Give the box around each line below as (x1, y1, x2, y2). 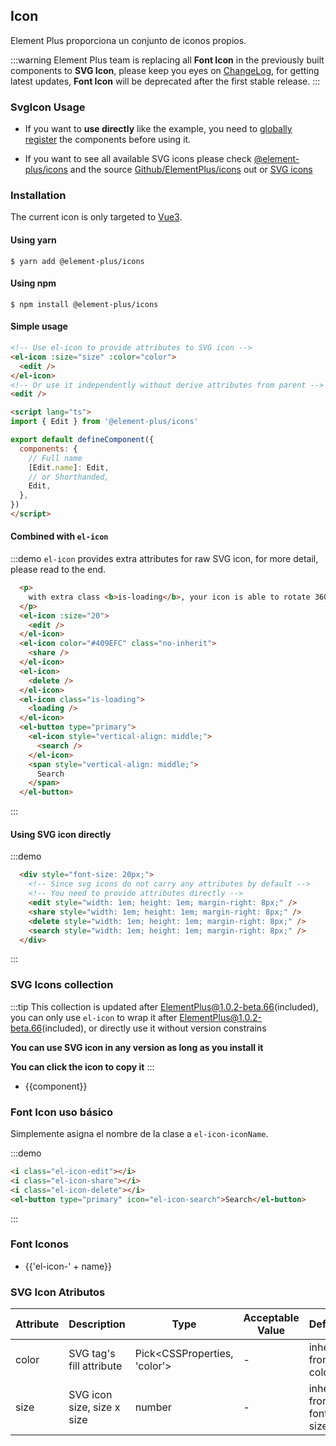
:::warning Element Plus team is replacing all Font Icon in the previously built (10, 54, 325, 66)
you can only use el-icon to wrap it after (10, 1011, 178, 1023)
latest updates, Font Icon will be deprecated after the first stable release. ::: (10, 75, 321, 87)
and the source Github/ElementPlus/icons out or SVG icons (69, 164, 313, 176)
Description (68, 1317, 126, 1331)
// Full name (28, 453, 83, 463)
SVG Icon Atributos (10, 1285, 106, 1299)
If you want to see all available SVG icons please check (24, 153, 252, 165)
